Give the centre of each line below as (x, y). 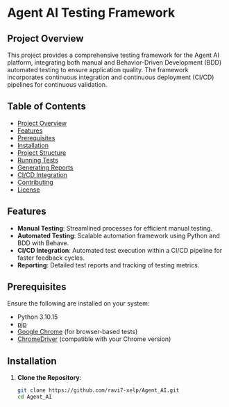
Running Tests (38, 160)
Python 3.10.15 (37, 317)
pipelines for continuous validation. (57, 84)
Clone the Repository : (49, 378)
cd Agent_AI (34, 397)
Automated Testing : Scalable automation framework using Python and (119, 235)
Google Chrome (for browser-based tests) (77, 332)
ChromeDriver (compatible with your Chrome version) (94, 339)
